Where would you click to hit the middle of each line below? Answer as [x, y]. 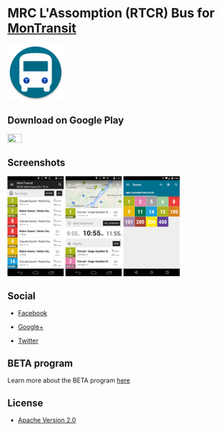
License [25, 403]
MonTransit [42, 28]
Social [21, 296]
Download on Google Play [66, 120]
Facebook [32, 313]
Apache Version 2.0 [47, 420]
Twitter [28, 341]
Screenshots [36, 163]
